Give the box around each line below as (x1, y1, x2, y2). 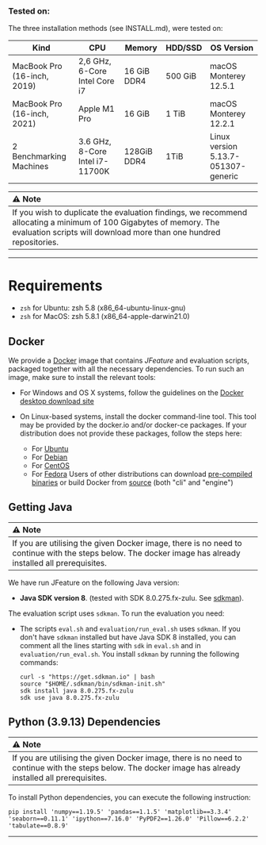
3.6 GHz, (78, 136, 112, 148)
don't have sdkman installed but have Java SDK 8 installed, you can (19, 632, 237, 642)
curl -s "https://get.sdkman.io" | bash (19, 673, 155, 681)
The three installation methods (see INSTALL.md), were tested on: (8, 24, 223, 33)
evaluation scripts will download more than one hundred (12, 227, 221, 238)
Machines (12, 161, 49, 172)
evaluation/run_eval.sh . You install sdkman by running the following (19, 649, 240, 659)
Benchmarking (12, 151, 67, 162)
